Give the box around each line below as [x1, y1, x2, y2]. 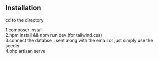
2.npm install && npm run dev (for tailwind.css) [5, 32, 102, 38]
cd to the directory [5, 17, 44, 23]
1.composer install [5, 27, 43, 33]
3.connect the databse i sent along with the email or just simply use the [5, 37, 153, 43]
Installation [5, 4, 41, 12]
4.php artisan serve [5, 48, 46, 54]
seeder [5, 42, 20, 49]
